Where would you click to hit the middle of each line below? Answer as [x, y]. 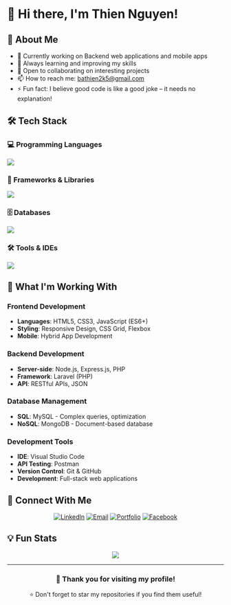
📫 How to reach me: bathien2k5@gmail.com [80, 78]
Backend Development [46, 354]
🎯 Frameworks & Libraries [51, 180]
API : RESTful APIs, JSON [52, 383]
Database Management [47, 401]
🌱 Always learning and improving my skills [77, 63]
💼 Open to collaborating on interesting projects [83, 71]
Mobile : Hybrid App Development [65, 336]
